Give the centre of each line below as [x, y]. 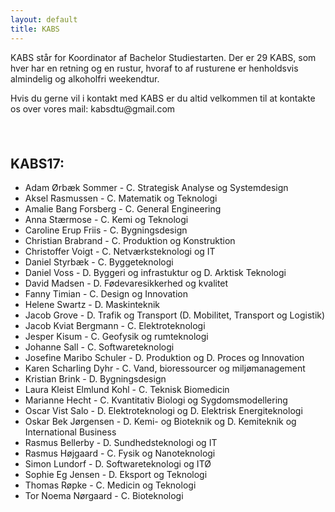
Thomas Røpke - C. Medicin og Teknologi [110, 485]
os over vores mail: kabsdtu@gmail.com [93, 108]
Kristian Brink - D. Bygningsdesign [95, 379]
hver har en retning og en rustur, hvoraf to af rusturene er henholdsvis [154, 68]
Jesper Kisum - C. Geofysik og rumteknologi [116, 337]
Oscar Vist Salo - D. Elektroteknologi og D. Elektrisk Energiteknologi [163, 411]
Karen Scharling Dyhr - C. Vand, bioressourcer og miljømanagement [165, 368]
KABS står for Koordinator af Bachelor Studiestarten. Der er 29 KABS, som [163, 57]
